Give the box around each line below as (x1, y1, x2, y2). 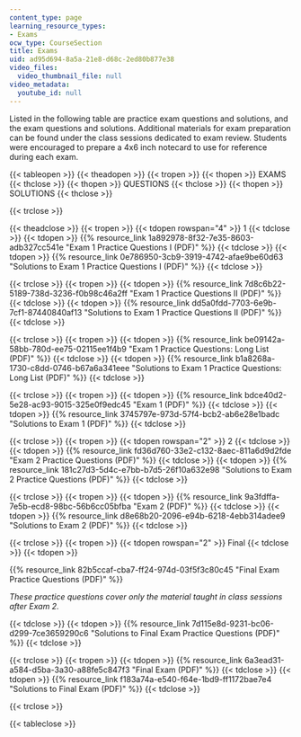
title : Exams (9, 47, 58, 56)
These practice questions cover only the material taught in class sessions (9, 590, 283, 602)
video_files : (9, 64, 58, 73)
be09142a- (243, 333, 286, 344)
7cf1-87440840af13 (9, 306, 83, 317)
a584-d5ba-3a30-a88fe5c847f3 (9, 664, 130, 675)
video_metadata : (9, 80, 70, 89)
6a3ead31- (243, 654, 285, 665)
